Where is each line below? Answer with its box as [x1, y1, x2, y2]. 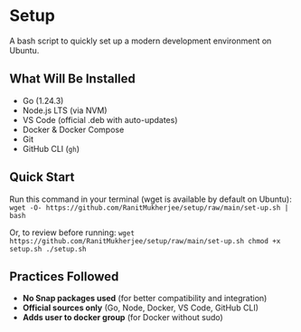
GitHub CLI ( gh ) [22, 143, 80, 154]
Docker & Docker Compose [22, 124, 125, 135]
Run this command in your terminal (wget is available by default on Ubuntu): [9, 194, 292, 204]
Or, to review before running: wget [9, 227, 136, 238]
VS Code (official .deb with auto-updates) [22, 114, 178, 125]
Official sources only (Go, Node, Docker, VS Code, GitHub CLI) [22, 302, 259, 313]
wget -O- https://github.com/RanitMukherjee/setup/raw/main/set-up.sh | [9, 203, 289, 213]
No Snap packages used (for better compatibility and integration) [22, 293, 268, 304]
